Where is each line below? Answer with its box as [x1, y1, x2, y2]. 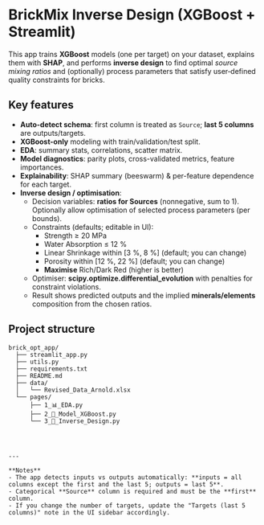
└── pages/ [15, 392, 52, 401]
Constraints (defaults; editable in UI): [31, 222, 154, 232]
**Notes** [8, 466, 42, 474]
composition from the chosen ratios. [31, 299, 152, 309]
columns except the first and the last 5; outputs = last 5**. [8, 480, 225, 488]
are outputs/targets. [19, 128, 86, 137]
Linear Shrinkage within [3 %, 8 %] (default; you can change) [43, 248, 247, 257]
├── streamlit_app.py [15, 351, 88, 359]
